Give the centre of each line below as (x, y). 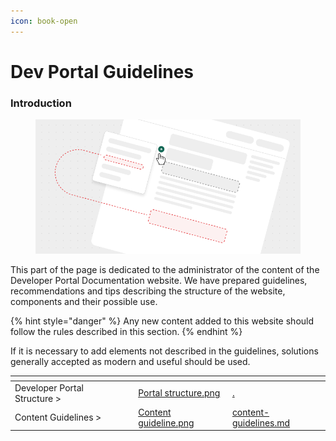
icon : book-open (44, 21)
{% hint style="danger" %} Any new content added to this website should (162, 321)
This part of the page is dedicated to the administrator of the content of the (165, 269)
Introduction (41, 103)
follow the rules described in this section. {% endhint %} (126, 331)
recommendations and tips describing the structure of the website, (148, 291)
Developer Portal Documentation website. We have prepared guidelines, (159, 280)
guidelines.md (261, 422)
